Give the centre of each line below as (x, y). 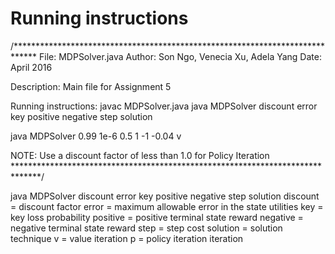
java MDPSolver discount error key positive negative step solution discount (165, 196)
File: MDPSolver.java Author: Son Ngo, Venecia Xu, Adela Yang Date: (180, 56)
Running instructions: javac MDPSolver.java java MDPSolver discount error (164, 106)
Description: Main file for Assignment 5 (91, 86)
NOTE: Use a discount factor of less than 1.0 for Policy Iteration (140, 155)
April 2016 (31, 67)
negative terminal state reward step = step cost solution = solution (146, 228)
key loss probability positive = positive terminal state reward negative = (157, 217)
